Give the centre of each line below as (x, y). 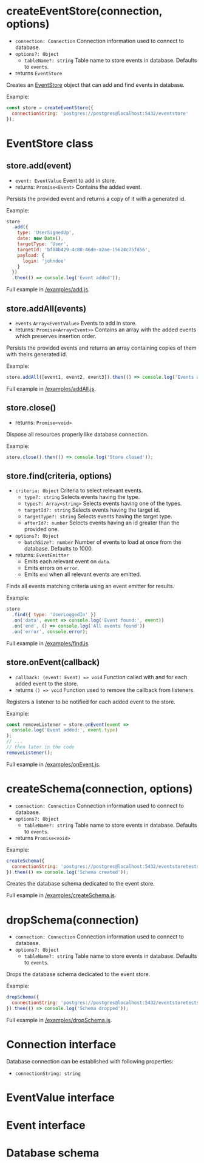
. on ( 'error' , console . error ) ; (50, 632)
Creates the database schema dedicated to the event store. (80, 884)
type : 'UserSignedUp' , (46, 233)
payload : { (31, 255)
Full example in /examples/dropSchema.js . (59, 1020)
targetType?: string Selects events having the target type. (98, 517)
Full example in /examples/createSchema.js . (61, 895)
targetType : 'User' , (43, 244)
